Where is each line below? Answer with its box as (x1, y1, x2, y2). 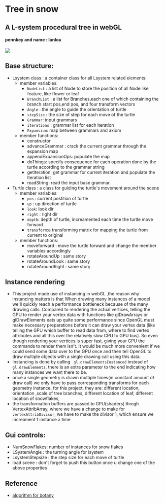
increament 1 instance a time (12, 417, 70, 423)
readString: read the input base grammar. (27, 180, 111, 185)
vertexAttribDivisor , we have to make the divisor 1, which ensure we (12, 411, 154, 417)
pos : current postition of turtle (27, 195, 89, 201)
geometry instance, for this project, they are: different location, (12, 385, 140, 391)
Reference (5, 479, 38, 488)
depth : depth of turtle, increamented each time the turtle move (27, 216, 154, 222)
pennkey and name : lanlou (5, 37, 62, 43)
